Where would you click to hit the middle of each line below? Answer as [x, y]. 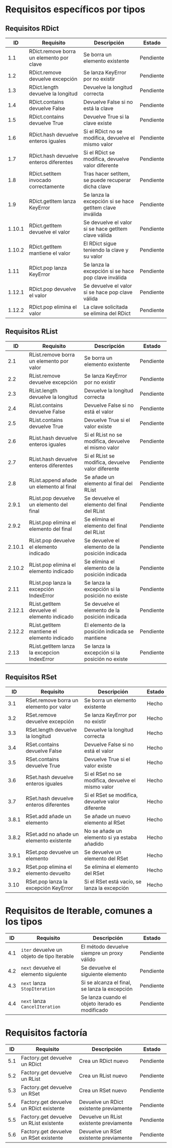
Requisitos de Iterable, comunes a [79, 910]
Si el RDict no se [103, 131]
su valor [93, 256]
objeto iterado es [101, 1003]
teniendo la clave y [106, 250]
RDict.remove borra [52, 51]
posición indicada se [109, 631]
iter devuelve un [42, 950]
